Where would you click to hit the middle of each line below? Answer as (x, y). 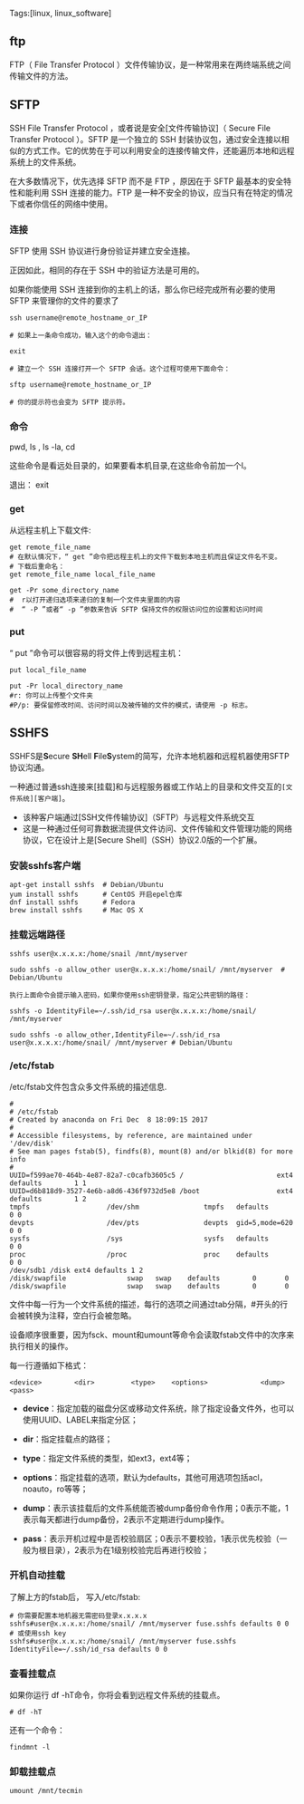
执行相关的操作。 (41, 1346)
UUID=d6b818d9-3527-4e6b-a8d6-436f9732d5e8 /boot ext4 (152, 1191)
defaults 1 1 (48, 1183)
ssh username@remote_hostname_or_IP (78, 318)
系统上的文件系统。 (45, 161)
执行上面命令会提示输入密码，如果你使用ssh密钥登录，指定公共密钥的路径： (130, 996)
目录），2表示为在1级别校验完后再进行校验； (128, 1549)
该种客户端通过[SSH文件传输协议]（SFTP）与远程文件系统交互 (138, 817)
